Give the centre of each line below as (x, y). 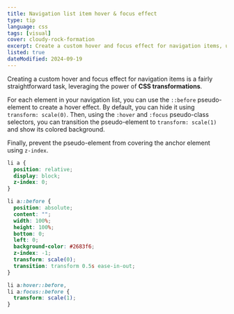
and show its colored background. (56, 129)
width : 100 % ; (32, 221)
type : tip (22, 20)
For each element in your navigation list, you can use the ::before (102, 100)
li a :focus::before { (39, 292)
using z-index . (28, 150)
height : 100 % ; (34, 227)
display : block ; (37, 176)
